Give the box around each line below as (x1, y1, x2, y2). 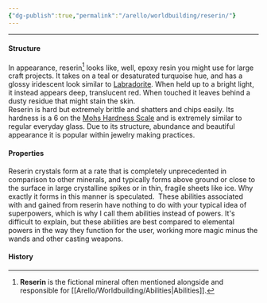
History (8, 252, 34, 262)
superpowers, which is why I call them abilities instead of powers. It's (8, 208, 236, 218)
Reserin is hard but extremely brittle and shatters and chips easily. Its (8, 105, 234, 115)
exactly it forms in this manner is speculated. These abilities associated (8, 192, 244, 201)
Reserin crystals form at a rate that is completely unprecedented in (8, 166, 227, 176)
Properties (8, 149, 44, 158)
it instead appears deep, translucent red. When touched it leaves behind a (8, 88, 250, 98)
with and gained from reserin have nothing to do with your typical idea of (8, 200, 247, 209)
